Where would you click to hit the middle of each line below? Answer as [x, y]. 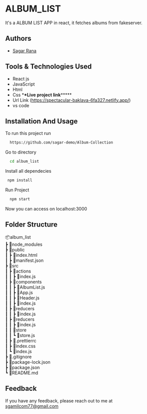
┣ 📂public [15, 249]
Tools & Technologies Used [48, 67]
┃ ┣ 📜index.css [21, 346]
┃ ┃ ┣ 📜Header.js [22, 298]
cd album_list [24, 162]
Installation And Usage [41, 121]
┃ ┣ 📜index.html [21, 255]
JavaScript [24, 84]
